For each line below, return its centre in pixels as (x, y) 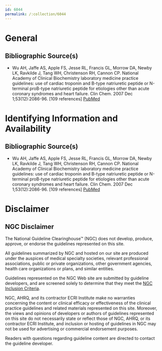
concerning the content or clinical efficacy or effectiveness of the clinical (78, 303)
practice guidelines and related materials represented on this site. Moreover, (81, 308)
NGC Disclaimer (30, 227)
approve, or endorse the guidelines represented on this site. (65, 244)
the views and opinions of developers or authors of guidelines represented (80, 313)
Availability (28, 129)
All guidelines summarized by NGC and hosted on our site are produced (77, 253)
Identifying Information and (61, 118)
